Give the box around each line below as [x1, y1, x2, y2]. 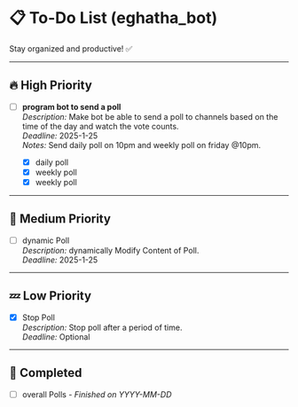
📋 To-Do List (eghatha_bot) [9, 8, 218, 28]
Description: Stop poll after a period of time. [21, 322, 183, 333]
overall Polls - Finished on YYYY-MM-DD [21, 388, 172, 400]
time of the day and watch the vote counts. [21, 121, 179, 131]
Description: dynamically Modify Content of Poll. [21, 245, 200, 255]
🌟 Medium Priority [9, 211, 111, 227]
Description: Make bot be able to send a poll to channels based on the [21, 111, 278, 121]
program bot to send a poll [21, 101, 122, 112]
